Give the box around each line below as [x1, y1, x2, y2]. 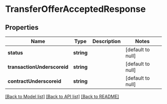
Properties [5, 23, 39, 32]
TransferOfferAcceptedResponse [5, 3, 146, 15]
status [7, 50, 23, 56]
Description [92, 38, 121, 45]
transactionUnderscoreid [7, 63, 69, 70]
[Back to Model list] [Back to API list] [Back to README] [5, 94, 119, 100]
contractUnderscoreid [7, 78, 61, 85]
